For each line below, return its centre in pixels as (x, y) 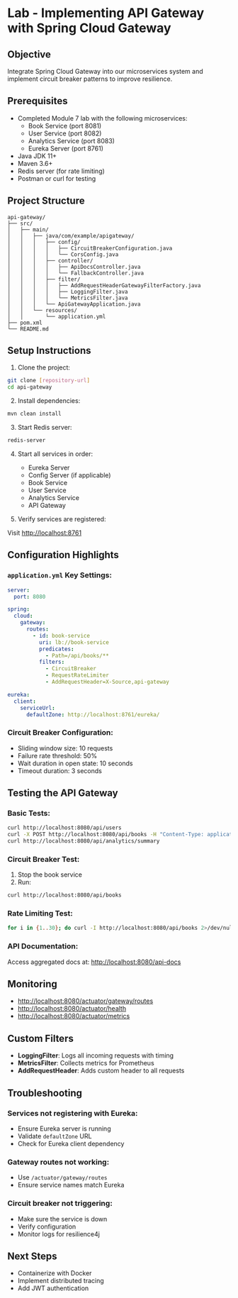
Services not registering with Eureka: (73, 1113)
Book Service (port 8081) (65, 126)
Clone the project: (44, 367)
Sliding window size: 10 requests (65, 748)
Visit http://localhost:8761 (45, 533)
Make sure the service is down (62, 1219)
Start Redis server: (45, 428)
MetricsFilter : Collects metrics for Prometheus (86, 1063)
